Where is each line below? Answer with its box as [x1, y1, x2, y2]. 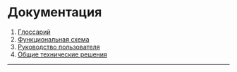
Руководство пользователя [17, 42, 100, 51]
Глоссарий [17, 28, 51, 36]
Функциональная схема [17, 35, 90, 43]
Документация [7, 4, 102, 20]
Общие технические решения [17, 50, 108, 59]
